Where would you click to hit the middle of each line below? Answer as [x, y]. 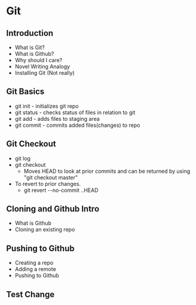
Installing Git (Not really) [45, 73]
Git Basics [25, 92]
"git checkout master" [51, 177]
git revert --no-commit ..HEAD [61, 190]
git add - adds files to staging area [57, 118]
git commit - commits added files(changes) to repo [77, 125]
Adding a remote [36, 269]
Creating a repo [34, 263]
